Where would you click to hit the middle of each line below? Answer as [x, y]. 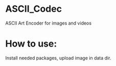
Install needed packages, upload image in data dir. [58, 58]
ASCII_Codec [34, 9]
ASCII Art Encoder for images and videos [49, 23]
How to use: [31, 44]
